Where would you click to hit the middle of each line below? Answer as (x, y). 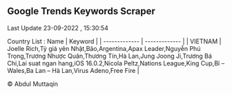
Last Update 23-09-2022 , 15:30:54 (58, 28)
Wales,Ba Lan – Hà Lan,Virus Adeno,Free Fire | (73, 70)
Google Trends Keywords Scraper (81, 11)
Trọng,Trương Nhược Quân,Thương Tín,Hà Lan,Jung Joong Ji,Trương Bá (110, 56)
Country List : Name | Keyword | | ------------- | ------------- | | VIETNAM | (114, 41)
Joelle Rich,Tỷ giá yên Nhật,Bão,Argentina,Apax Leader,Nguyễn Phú (104, 48)
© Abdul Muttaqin (33, 84)
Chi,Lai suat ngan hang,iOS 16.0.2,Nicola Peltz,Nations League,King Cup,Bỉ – (116, 63)
